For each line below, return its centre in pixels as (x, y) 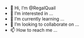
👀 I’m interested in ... (32, 13)
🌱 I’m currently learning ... (37, 19)
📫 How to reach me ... (34, 30)
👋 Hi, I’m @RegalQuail (33, 8)
